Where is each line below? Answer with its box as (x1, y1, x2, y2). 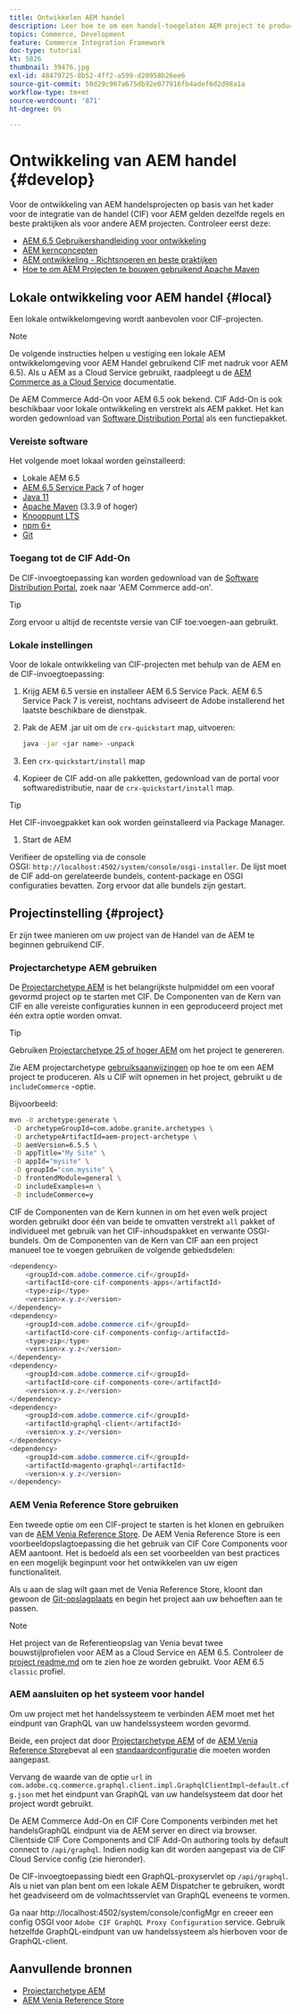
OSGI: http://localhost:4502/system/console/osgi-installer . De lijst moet (9, 861, 287, 872)
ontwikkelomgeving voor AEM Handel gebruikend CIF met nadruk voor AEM (9, 358, 288, 368)
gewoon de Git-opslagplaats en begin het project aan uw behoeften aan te (9, 1593, 283, 1604)
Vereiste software (9, 435, 88, 447)
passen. (9, 1602, 38, 1613)
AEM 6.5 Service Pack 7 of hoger (21, 482, 145, 493)
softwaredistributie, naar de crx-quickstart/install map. (21, 782, 235, 793)
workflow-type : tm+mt (9, 88, 90, 96)
